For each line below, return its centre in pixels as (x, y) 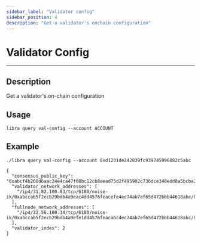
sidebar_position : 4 (32, 17)
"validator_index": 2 (39, 228)
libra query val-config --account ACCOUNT (60, 128)
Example (23, 147)
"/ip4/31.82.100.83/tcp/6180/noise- (63, 191)
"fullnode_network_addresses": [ (53, 207)
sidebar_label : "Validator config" (51, 12)
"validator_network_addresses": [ (54, 186)
